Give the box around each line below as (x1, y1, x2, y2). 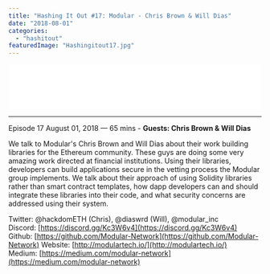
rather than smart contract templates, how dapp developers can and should (8, 182, 259, 191)
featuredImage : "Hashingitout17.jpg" (8, 42, 135, 50)
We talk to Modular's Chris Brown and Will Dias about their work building (8, 139, 249, 149)
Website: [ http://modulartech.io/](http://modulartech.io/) (41, 240, 227, 250)
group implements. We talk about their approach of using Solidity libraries (8, 174, 252, 183)
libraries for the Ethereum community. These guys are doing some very (8, 148, 244, 157)
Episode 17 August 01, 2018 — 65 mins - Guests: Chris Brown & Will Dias (8, 124, 252, 133)
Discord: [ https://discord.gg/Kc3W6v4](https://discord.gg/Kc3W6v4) (8, 223, 238, 233)
